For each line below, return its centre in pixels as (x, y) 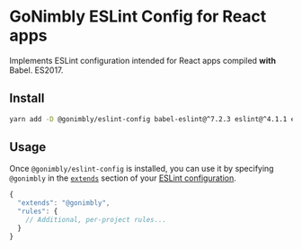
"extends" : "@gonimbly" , (64, 203)
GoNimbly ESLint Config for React (138, 17)
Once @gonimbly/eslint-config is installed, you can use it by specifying (142, 169)
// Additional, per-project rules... (96, 220)
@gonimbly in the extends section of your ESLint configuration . (123, 178)
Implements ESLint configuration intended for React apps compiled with (143, 60)
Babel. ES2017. (36, 70)
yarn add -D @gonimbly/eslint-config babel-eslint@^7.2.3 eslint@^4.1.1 (148, 119)
